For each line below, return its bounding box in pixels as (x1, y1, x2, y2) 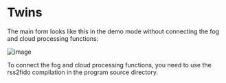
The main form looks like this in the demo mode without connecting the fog (7, 27, 220, 35)
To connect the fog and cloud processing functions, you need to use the (7, 61, 212, 69)
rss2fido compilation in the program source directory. (7, 68, 158, 76)
